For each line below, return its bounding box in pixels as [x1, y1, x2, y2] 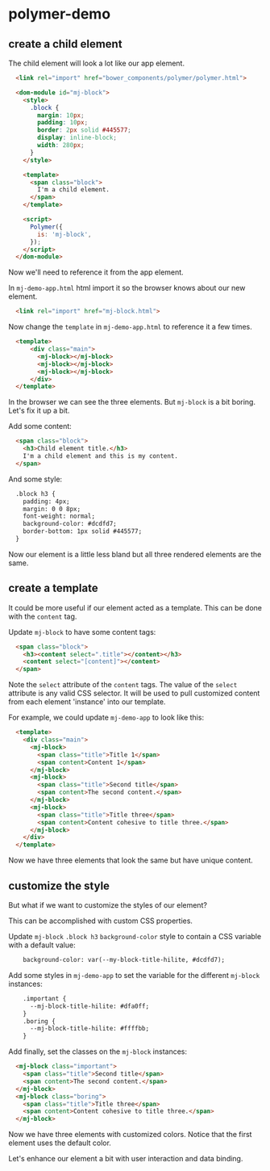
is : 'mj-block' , [37, 230, 92, 238]
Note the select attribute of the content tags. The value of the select [8, 680, 238, 690]
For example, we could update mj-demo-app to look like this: [8, 712, 204, 723]
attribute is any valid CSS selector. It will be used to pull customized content [8, 688, 260, 699]
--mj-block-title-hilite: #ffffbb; [29, 1025, 150, 1033]
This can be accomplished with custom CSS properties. [8, 916, 193, 925]
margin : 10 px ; [37, 111, 85, 120]
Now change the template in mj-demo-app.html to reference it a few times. [8, 322, 252, 332]
